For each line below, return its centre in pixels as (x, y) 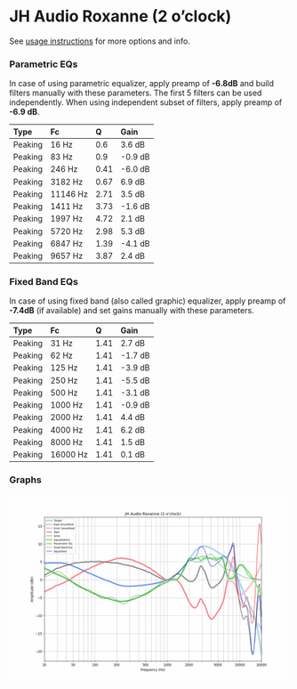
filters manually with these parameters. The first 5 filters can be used (136, 93)
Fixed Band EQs (44, 281)
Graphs (25, 480)
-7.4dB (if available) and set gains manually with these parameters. (132, 311)
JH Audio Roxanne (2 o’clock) (120, 16)
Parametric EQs (44, 64)
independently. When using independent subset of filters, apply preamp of (146, 102)
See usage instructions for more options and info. (100, 41)
